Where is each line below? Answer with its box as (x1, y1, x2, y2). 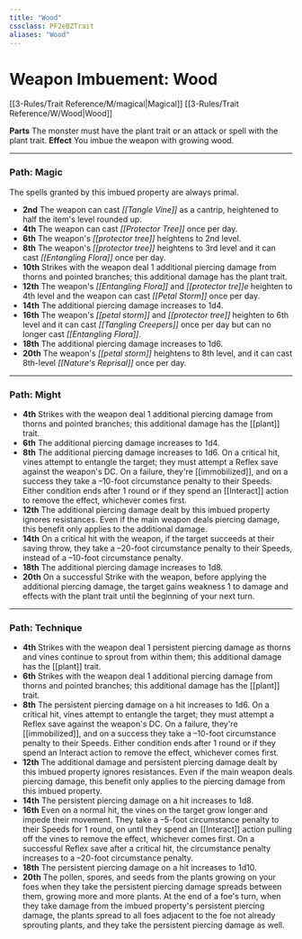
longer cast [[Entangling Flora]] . (22, 328, 142, 339)
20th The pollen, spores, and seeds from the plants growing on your (22, 871, 277, 883)
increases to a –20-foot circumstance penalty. (22, 852, 193, 863)
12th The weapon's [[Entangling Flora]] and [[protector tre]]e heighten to (22, 280, 293, 291)
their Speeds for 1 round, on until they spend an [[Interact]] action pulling (22, 824, 292, 834)
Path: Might (9, 388, 61, 401)
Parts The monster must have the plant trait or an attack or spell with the (9, 125, 279, 136)
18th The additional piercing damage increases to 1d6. (22, 338, 224, 349)
